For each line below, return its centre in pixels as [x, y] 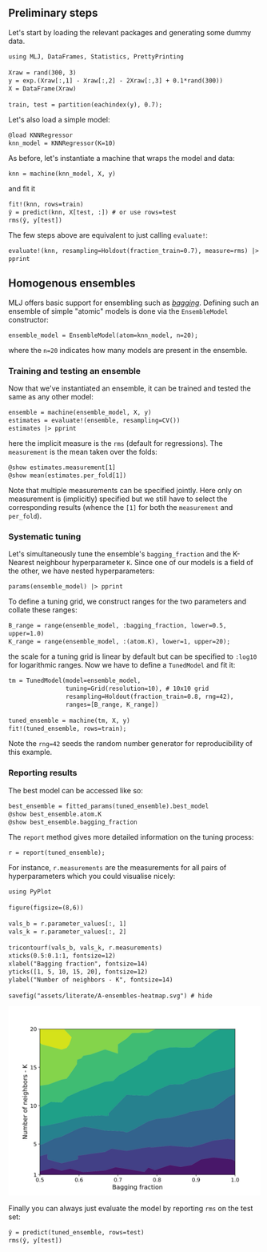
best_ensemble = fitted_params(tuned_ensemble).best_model [109, 806]
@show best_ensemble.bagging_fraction [73, 822]
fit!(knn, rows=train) [46, 204]
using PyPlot [30, 892]
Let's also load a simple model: [59, 119]
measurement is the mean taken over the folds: [83, 451]
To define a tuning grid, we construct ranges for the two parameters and [128, 602]
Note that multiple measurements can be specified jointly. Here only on [125, 490]
